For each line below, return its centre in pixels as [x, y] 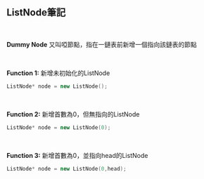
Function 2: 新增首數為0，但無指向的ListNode [73, 114]
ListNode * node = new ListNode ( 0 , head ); [67, 168]
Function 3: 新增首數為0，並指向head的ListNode [77, 155]
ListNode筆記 [36, 13]
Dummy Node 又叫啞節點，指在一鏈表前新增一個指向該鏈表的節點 [102, 44]
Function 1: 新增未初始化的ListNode [58, 73]
